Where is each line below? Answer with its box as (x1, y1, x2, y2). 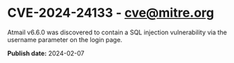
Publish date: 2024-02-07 (7, 49, 85, 57)
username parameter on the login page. (7, 35, 123, 43)
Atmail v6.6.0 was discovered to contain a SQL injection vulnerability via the (7, 28, 228, 36)
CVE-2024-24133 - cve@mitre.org (7, 5, 215, 21)
